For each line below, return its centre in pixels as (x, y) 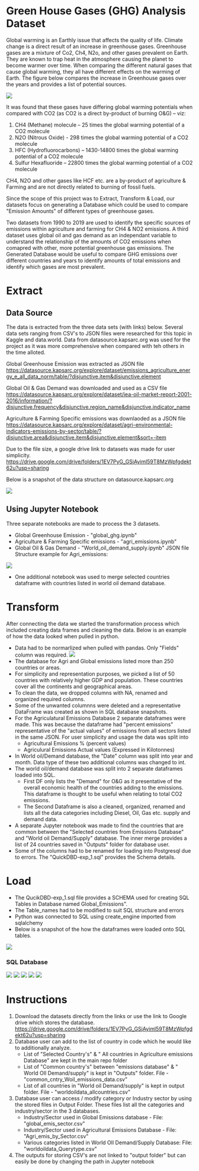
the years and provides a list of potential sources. (66, 84)
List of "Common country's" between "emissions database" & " (101, 1066)
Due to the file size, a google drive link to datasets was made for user (91, 449)
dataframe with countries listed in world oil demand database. (90, 583)
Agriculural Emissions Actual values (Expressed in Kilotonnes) (99, 749)
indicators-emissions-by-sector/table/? (54, 431)
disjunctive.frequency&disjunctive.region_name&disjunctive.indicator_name (98, 407)
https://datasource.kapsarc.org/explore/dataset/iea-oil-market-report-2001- (99, 394)
